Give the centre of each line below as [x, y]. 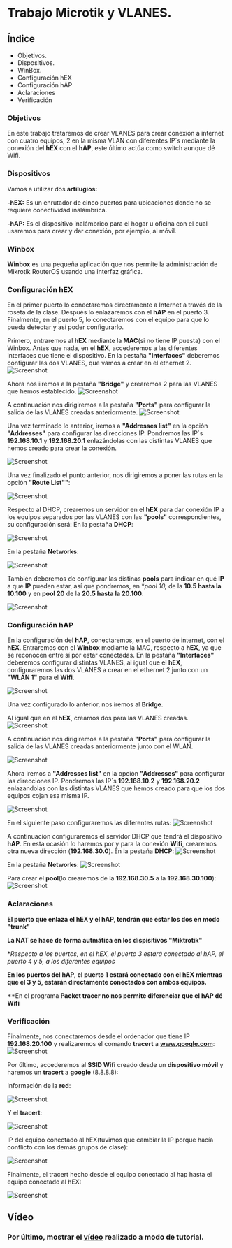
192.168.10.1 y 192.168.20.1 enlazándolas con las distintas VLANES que [110, 441]
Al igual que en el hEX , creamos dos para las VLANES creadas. [98, 718]
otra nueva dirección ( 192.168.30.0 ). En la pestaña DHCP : [91, 851]
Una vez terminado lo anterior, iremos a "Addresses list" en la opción [108, 426]
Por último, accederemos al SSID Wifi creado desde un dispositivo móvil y [115, 1065]
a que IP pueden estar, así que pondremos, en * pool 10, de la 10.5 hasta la [114, 586]
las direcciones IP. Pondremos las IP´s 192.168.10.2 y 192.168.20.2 [104, 781]
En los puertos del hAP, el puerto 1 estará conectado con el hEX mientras [115, 974]
